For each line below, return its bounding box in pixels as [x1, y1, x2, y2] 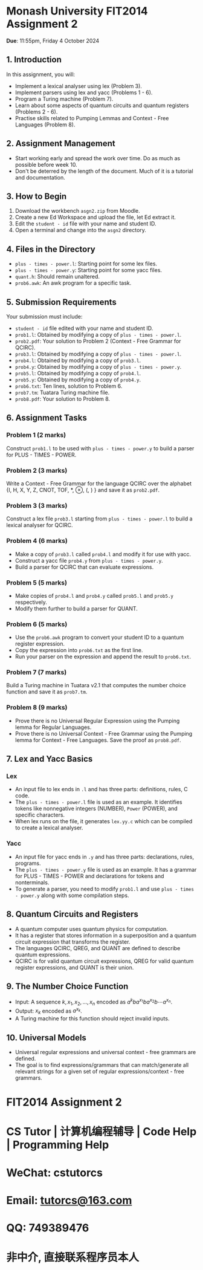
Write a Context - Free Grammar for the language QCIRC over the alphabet [6, 479, 192, 487]
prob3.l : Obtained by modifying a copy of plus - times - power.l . [14, 351, 182, 357]
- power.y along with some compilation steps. [14, 892, 129, 899]
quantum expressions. [14, 951, 71, 958]
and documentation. [14, 173, 65, 181]
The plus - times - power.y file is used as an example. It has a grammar [14, 866, 197, 873]
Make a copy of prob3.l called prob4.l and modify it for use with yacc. [14, 550, 192, 557]
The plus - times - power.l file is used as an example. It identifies [14, 799, 182, 806]
